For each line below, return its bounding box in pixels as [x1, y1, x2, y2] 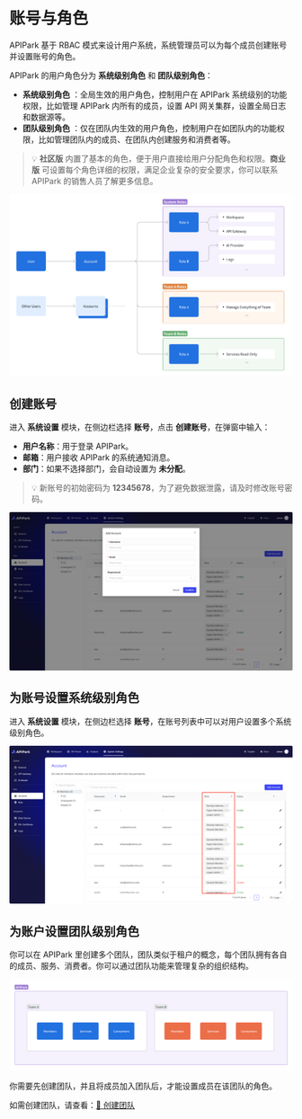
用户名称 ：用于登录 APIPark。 [22, 441, 134, 452]
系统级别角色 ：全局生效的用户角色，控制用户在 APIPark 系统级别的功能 [22, 89, 288, 100]
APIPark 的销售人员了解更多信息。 [31, 175, 159, 186]
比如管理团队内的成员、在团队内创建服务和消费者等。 [38, 134, 235, 145]
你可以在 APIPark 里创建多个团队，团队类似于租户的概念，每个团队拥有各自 [9, 949, 288, 960]
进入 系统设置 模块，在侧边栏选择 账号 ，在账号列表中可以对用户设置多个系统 [9, 715, 292, 726]
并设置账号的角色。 [9, 50, 81, 61]
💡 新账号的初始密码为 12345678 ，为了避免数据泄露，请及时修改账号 [31, 483, 285, 493]
